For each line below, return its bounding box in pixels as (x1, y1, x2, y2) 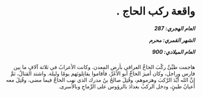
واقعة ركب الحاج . (116, 4, 195, 18)
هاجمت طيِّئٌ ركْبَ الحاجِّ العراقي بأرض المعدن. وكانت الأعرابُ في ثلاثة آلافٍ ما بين (13, 64, 195, 71)
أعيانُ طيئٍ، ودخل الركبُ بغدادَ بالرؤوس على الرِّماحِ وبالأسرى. (58, 83, 195, 90)
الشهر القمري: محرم (149, 36, 195, 44)
